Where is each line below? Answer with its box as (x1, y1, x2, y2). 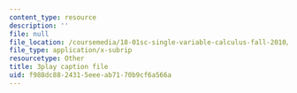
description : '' (9, 21, 69, 30)
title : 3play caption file (9, 63, 109, 72)
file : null (9, 29, 49, 38)
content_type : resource (9, 12, 97, 22)
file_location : (9, 37, 65, 47)
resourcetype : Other (9, 54, 86, 63)
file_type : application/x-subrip (9, 46, 133, 55)
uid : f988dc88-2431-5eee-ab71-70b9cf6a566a (9, 71, 172, 80)
